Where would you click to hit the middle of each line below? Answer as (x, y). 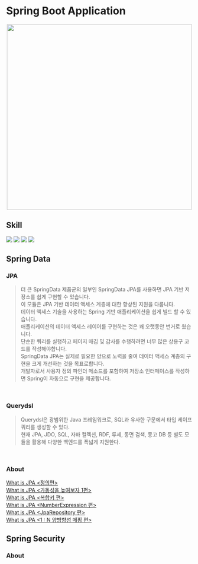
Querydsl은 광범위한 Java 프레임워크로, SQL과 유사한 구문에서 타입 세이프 (106, 419)
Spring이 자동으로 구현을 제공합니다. (69, 379)
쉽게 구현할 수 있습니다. (63, 297)
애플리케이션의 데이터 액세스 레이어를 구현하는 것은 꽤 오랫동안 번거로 (100, 327)
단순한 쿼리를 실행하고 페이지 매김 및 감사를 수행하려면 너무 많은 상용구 (102, 341)
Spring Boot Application (66, 11)
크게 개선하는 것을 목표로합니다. (68, 364)
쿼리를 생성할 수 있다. (45, 427)
